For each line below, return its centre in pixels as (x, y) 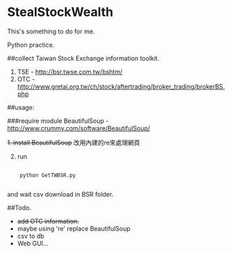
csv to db (31, 236)
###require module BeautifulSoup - (58, 121)
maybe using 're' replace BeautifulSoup (74, 228)
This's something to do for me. (51, 31)
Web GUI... (33, 243)
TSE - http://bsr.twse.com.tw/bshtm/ (70, 72)
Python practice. (31, 44)
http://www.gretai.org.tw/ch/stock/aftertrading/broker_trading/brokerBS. (121, 86)
